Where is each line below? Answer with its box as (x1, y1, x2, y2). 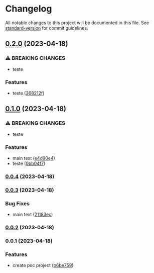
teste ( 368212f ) (12, 90, 45, 96)
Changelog (5, 3, 52, 15)
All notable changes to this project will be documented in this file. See (5, 20, 149, 26)
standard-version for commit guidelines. (5, 25, 88, 31)
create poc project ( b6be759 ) (12, 262, 74, 268)
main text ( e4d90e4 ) (12, 155, 55, 161)
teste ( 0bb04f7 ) (12, 160, 46, 166)
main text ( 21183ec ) (12, 212, 53, 218)
